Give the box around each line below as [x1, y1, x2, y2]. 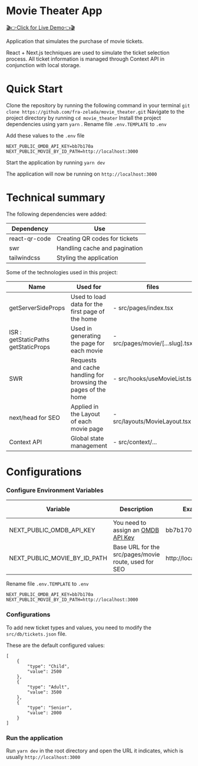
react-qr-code [9, 234, 51, 242]
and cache [70, 363, 100, 372]
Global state [70, 434, 104, 442]
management [70, 441, 107, 449]
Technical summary [6, 191, 105, 205]
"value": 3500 [27, 689, 62, 695]
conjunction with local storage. [6, 61, 81, 68]
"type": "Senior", [27, 705, 72, 711]
